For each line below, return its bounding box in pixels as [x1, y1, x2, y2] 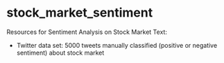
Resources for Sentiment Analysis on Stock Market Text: [6, 28, 168, 36]
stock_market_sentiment [6, 5, 153, 21]
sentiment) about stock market [16, 48, 105, 57]
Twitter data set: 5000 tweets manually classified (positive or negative [16, 41, 218, 49]
